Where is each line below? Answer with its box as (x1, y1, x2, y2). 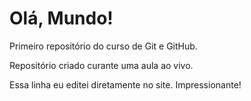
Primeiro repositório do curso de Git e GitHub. (9, 40, 198, 52)
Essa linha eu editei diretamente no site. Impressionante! (9, 78, 242, 91)
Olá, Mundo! (9, 7, 114, 30)
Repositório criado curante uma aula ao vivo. (9, 59, 194, 71)
